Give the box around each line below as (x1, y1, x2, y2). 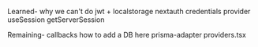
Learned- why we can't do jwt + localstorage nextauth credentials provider (7, 7, 251, 16)
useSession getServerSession (7, 15, 105, 24)
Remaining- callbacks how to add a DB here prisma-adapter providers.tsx (7, 31, 246, 39)
